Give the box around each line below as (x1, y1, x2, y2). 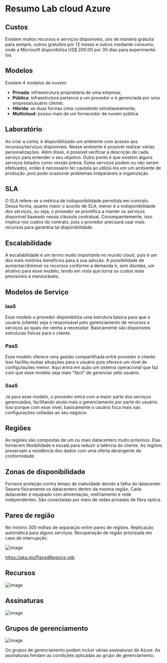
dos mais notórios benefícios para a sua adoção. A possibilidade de (5, 258, 145, 264)
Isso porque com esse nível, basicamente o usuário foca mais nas (5, 404, 141, 410)
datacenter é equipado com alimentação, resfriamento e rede (5, 491, 131, 497)
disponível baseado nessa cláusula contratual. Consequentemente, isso (5, 214, 153, 220)
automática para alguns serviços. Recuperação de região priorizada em (5, 530, 152, 536)
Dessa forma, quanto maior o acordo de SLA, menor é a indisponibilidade (5, 203, 156, 209)
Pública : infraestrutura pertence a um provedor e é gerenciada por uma (12, 94, 160, 100)
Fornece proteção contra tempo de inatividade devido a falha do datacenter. (5, 481, 162, 487)
